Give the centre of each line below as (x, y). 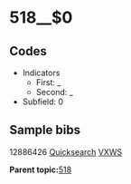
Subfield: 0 (43, 102)
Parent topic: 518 (41, 169)
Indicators (41, 73)
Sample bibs (45, 130)
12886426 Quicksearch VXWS (66, 151)
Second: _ (55, 92)
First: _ (48, 82)
